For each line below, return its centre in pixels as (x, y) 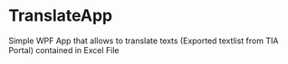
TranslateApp (61, 16)
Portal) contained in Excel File (64, 50)
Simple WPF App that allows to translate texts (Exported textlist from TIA (144, 41)
